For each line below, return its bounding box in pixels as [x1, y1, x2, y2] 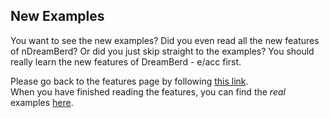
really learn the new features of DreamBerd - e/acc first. [10, 55, 242, 68]
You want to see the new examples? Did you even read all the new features [10, 34, 320, 46]
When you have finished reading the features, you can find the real [10, 85, 286, 98]
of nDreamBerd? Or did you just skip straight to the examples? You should [10, 45, 315, 57]
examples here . [10, 96, 74, 108]
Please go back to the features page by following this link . [10, 75, 249, 87]
